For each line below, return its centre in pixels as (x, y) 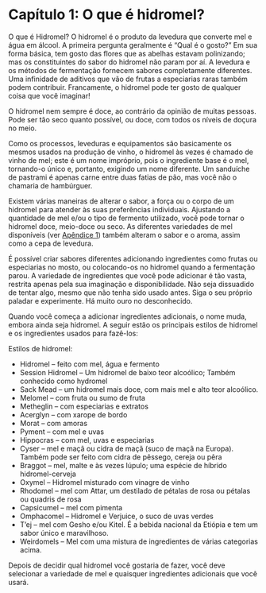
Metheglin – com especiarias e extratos (84, 406)
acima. (31, 549)
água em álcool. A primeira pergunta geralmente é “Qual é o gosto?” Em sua (133, 45)
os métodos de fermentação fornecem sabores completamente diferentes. (130, 70)
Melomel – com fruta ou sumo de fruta (82, 397)
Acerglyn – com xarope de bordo (73, 414)
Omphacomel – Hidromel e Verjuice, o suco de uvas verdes (117, 516)
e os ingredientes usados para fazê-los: (73, 333)
